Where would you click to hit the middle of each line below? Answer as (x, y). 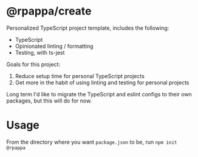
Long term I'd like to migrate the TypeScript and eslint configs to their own (99, 94)
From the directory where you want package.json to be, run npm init (92, 142)
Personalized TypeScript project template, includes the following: (88, 28)
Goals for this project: (33, 64)
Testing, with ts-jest (40, 52)
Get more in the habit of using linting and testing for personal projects (102, 82)
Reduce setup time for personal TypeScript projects (80, 76)
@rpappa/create (49, 11)
